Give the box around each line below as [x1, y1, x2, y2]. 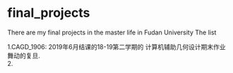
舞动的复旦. [7, 51, 41, 60]
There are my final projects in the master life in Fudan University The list [7, 28, 217, 36]
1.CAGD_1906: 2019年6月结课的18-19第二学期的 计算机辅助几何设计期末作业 [7, 42, 226, 51]
